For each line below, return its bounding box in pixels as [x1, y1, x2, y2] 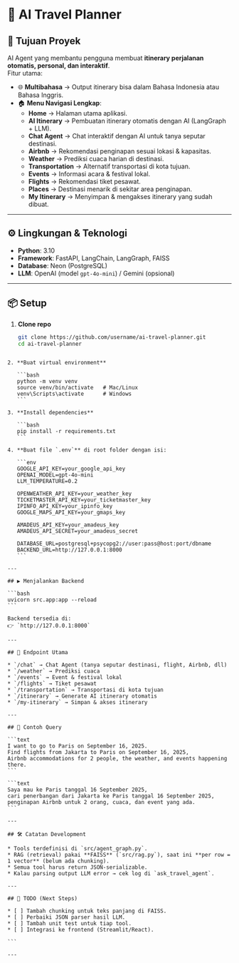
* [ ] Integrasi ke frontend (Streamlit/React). [7, 927, 154, 934]
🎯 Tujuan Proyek [7, 35, 81, 47]
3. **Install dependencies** [7, 409, 94, 417]
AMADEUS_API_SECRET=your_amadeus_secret [16, 528, 139, 535]
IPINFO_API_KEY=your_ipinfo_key [16, 503, 113, 510]
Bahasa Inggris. [17, 91, 64, 99]
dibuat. [28, 200, 49, 208]
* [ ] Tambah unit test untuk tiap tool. [7, 920, 132, 927]
